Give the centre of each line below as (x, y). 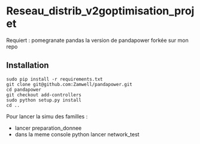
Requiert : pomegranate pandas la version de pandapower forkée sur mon (97, 40)
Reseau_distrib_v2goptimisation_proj (100, 11)
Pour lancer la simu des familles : (47, 116)
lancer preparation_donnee (48, 128)
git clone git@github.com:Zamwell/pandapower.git (69, 84)
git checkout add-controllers (44, 95)
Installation (28, 65)
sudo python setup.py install (44, 100)
